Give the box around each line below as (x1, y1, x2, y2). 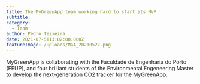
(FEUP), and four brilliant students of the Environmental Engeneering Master (6, 64, 194, 71)
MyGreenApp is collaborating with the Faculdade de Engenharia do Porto (6, 58, 187, 66)
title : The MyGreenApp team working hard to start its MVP (6, 8, 157, 15)
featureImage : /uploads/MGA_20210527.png (6, 42, 111, 48)
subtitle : (6, 14, 31, 20)
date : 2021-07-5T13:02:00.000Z (6, 36, 84, 42)
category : (6, 20, 31, 26)
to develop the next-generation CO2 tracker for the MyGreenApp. (6, 71, 168, 78)
